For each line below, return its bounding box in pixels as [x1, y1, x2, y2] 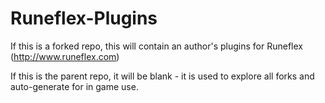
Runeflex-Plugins [10, 7, 158, 30]
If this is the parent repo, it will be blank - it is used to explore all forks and [10, 70, 315, 82]
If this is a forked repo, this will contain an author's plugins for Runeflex [10, 40, 303, 52]
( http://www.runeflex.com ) [10, 50, 120, 62]
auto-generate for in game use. [10, 80, 139, 92]
